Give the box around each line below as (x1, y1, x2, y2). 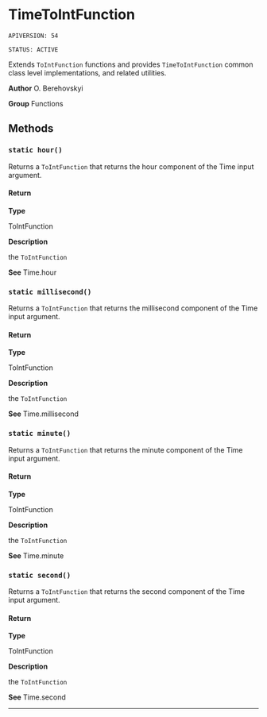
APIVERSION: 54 (8, 32, 59, 40)
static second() (8, 570, 72, 580)
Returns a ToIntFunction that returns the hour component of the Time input (8, 161, 254, 172)
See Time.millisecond (8, 409, 79, 418)
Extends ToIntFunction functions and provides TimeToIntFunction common (8, 60, 253, 69)
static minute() (8, 429, 72, 438)
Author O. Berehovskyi (8, 83, 83, 93)
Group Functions (8, 98, 64, 108)
